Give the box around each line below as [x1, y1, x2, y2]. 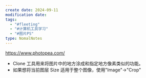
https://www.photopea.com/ [5, 49, 65, 56]
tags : [5, 17, 17, 22]
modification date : [5, 12, 47, 17]
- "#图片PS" [10, 31, 34, 36]
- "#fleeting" [10, 21, 40, 27]
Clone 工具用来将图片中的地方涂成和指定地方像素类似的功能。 [12, 60, 143, 66]
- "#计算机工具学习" [10, 27, 49, 32]
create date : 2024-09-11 [5, 7, 58, 13]
